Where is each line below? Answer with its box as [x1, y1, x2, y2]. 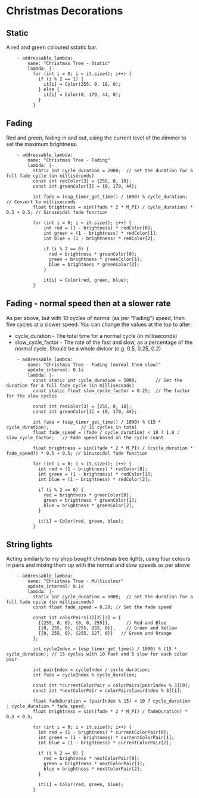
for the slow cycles [6, 393, 58, 399]
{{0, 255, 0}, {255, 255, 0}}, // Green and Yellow [38, 625, 178, 631]
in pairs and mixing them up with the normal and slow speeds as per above [6, 561, 191, 569]
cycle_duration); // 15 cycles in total [6, 424, 137, 430]
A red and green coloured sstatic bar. [6, 44, 98, 51]
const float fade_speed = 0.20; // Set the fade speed [32, 604, 172, 610]
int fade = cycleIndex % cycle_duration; [32, 672, 137, 678]
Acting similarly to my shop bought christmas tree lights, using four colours [6, 555, 191, 563]
